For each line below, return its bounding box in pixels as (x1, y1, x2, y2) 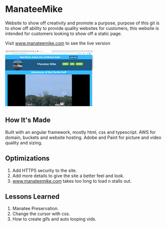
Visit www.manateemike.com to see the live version (5, 40, 111, 46)
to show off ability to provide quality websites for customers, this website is (5, 25, 160, 31)
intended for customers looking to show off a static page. (5, 30, 122, 36)
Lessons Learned (5, 192, 59, 201)
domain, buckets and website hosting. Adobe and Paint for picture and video (5, 134, 162, 140)
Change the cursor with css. (12, 211, 70, 217)
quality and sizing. (5, 139, 43, 145)
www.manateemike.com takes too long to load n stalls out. (12, 178, 132, 184)
